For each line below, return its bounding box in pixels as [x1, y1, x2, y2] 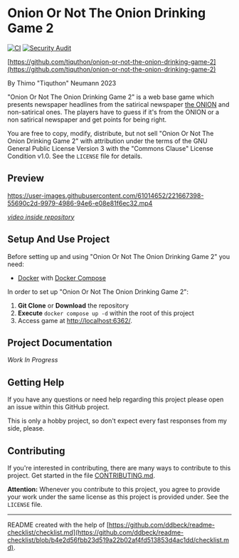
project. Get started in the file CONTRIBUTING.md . [7, 471, 155, 480]
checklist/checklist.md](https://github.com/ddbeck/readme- [7, 528, 184, 537]
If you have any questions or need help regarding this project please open [7, 395, 224, 404]
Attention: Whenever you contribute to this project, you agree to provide [7, 485, 221, 493]
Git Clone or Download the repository [17, 301, 129, 310]
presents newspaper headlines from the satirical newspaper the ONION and [7, 100, 230, 108]
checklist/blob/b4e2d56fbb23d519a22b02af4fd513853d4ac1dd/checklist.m [7, 536, 230, 544]
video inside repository [7, 212, 75, 221]
